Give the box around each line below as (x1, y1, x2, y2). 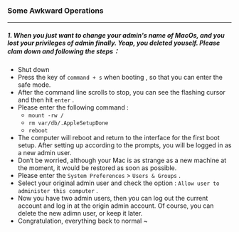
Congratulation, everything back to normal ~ (17, 216, 148, 226)
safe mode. (17, 80, 51, 89)
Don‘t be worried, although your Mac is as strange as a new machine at (17, 156, 227, 165)
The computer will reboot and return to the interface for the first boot (17, 134, 221, 142)
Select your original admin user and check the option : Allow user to (17, 179, 220, 187)
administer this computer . (17, 186, 98, 195)
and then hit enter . (17, 95, 75, 105)
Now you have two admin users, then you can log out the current (17, 194, 208, 203)
